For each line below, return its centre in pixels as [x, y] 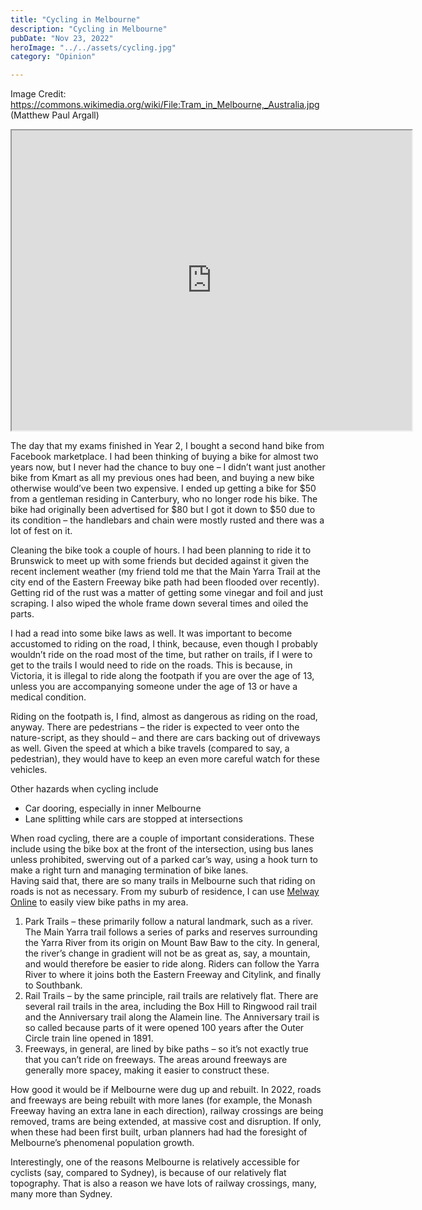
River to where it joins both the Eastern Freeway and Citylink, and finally [173, 975]
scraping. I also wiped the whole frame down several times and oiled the [159, 603]
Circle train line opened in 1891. [89, 1038]
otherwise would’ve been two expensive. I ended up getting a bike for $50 [163, 488]
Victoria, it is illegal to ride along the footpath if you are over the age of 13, [162, 676]
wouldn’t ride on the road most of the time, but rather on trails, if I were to [161, 655]
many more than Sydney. [61, 1194]
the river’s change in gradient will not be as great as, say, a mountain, [167, 953]
